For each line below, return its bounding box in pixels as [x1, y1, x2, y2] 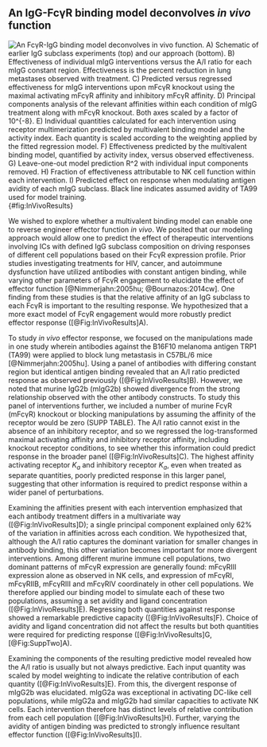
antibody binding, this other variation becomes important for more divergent [8, 545, 257, 554]
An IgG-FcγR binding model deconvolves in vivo [8, 6, 251, 20]
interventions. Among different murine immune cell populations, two [8, 553, 231, 563]
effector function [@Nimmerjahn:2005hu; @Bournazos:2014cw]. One [8, 284, 235, 293]
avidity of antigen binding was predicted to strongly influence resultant [8, 721, 240, 731]
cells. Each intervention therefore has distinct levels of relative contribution [8, 704, 253, 714]
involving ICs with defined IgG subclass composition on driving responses [8, 241, 250, 251]
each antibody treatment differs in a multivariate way [8, 511, 181, 521]
